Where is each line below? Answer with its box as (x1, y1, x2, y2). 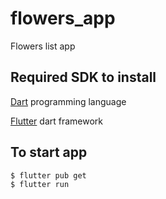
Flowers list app (10, 40, 76, 52)
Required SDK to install (10, 69, 157, 86)
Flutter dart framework (10, 115, 104, 127)
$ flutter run (10, 179, 70, 189)
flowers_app (10, 7, 116, 30)
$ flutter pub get (10, 170, 87, 181)
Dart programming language (10, 95, 127, 107)
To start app (10, 144, 88, 161)
